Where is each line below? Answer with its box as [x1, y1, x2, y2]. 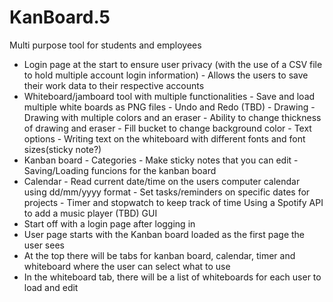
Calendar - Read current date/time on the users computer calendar [23, 175, 301, 187]
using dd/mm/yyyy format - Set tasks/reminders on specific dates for [23, 186, 311, 198]
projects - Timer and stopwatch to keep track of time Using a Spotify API [23, 196, 324, 208]
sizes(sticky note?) [23, 143, 102, 155]
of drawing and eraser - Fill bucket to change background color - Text [23, 122, 312, 134]
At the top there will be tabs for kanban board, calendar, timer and [23, 249, 296, 261]
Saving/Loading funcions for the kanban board [23, 164, 217, 176]
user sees [23, 239, 65, 251]
